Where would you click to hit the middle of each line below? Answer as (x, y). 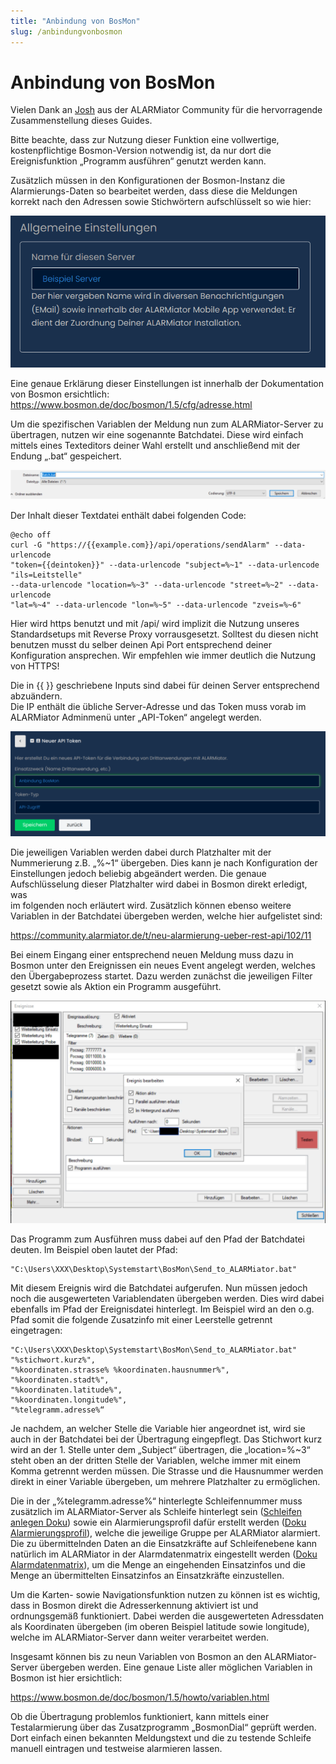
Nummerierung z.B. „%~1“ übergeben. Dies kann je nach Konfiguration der (164, 862)
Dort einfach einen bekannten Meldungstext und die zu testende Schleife (161, 1738)
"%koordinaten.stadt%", (60, 1380)
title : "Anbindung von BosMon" (75, 21)
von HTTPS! (35, 666)
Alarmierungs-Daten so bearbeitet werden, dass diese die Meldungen (154, 191)
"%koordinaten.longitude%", (69, 1400)
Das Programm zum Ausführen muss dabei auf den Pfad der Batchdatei (157, 1239)
